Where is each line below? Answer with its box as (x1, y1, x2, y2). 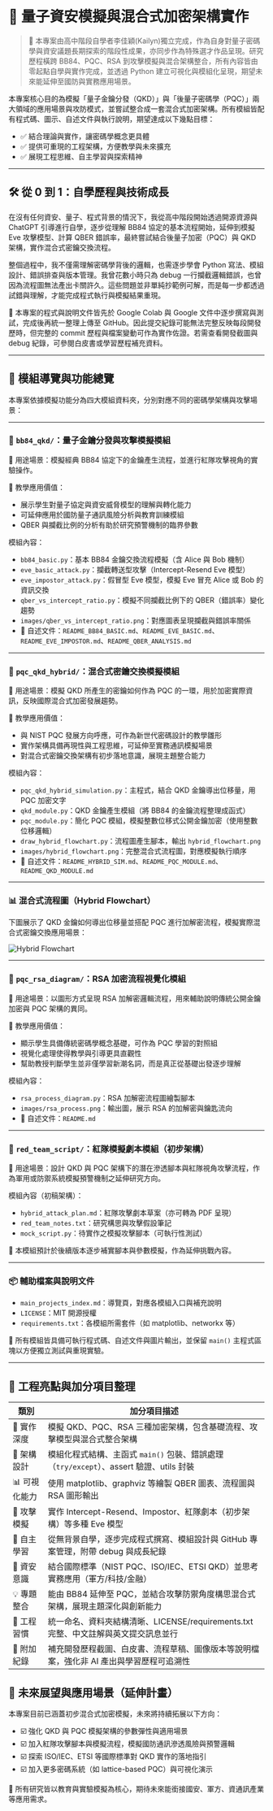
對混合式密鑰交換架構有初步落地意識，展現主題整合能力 (19, 751, 206, 761)
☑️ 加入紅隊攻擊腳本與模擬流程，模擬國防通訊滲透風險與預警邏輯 (19, 1739, 236, 1748)
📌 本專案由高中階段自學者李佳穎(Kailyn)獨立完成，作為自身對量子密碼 (28, 36, 261, 46)
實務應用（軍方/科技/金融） (47, 1574, 152, 1585)
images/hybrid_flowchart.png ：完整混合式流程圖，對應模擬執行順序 (19, 846, 248, 856)
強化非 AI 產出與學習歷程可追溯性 (63, 1656, 191, 1667)
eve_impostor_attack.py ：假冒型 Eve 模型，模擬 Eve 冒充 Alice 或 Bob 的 (19, 575, 264, 584)
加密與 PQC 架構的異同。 (8, 1003, 92, 1013)
